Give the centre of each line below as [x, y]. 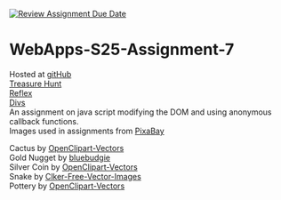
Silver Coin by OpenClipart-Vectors [73, 167]
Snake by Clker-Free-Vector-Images [76, 176]
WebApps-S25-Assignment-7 [122, 50]
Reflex [21, 92]
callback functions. [44, 121]
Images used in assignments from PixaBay [87, 131]
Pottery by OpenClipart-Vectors [67, 186]
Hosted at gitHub [40, 74]
